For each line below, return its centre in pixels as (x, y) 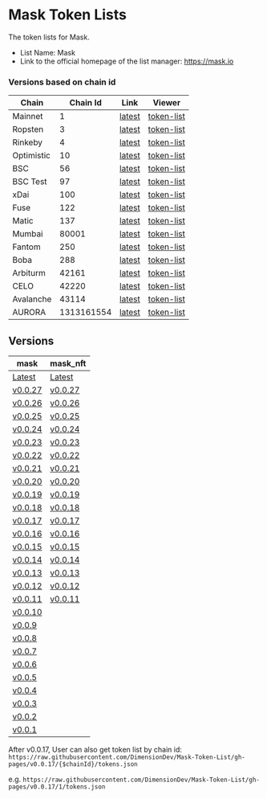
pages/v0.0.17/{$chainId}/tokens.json (73, 764)
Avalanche (32, 299)
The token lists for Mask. (49, 37)
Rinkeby (27, 142)
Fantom (27, 247)
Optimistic (31, 156)
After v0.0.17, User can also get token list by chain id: (95, 750)
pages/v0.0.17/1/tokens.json (57, 787)
